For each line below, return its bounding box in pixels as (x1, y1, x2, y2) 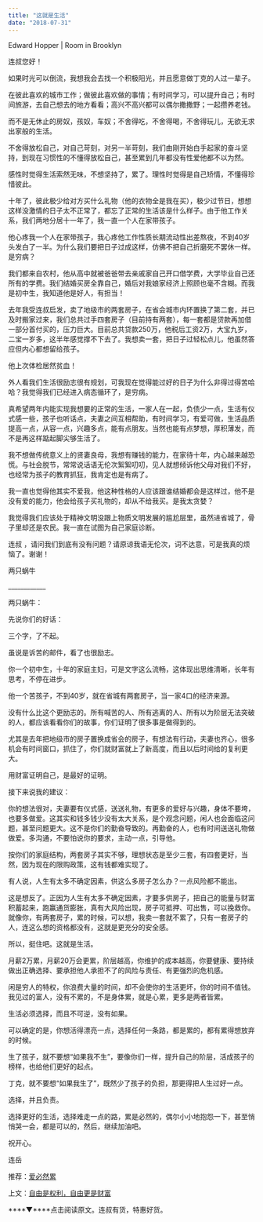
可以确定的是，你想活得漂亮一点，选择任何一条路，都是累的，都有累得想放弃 (8, 1025, 255, 1034)
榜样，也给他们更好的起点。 (8, 1061, 98, 1071)
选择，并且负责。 (8, 1095, 63, 1104)
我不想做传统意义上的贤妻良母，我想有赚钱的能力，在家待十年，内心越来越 (8, 450, 248, 459)
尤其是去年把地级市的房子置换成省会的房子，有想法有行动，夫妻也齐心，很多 (8, 734, 255, 743)
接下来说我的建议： (8, 786, 70, 797)
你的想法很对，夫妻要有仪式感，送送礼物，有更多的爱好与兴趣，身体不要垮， (8, 804, 255, 813)
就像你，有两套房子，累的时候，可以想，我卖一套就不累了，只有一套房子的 (8, 912, 248, 922)
